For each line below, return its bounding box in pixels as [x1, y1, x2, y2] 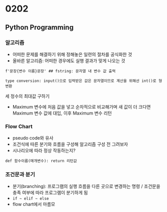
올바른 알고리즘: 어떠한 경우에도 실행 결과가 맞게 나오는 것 [12, 57, 126, 63]
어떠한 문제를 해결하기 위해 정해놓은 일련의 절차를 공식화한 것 [12, 51, 132, 57]
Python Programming [5, 23, 74, 32]
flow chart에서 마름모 [12, 201, 55, 207]
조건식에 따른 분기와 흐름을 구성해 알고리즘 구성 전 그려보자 [12, 141, 128, 147]
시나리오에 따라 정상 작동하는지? [12, 148, 76, 154]
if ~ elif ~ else [12, 196, 49, 201]
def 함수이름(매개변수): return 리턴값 [5, 159, 77, 164]
